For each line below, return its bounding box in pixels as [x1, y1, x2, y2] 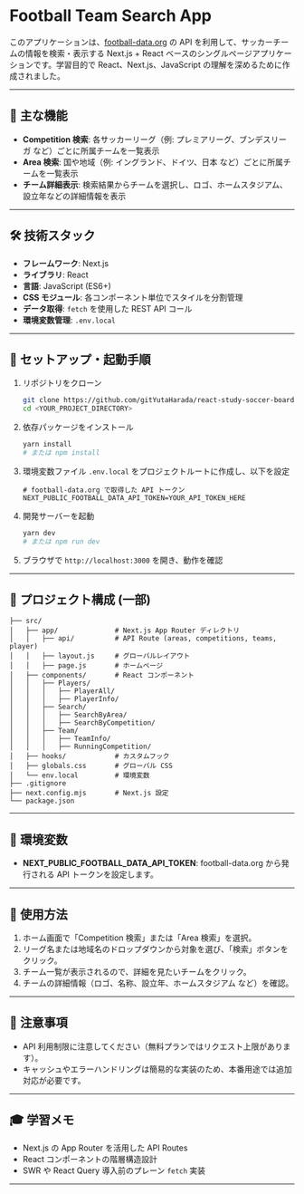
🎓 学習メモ [9, 1112, 75, 1128]
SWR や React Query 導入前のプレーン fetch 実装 [22, 1165, 206, 1176]
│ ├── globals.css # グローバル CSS [9, 762, 174, 771]
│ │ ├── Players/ [9, 679, 91, 688]
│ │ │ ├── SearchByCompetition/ [9, 718, 156, 727]
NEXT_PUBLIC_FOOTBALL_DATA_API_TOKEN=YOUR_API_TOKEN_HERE [22, 493, 246, 503]
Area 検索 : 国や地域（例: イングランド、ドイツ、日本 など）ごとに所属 [22, 156, 283, 168]
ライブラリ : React [22, 269, 89, 280]
